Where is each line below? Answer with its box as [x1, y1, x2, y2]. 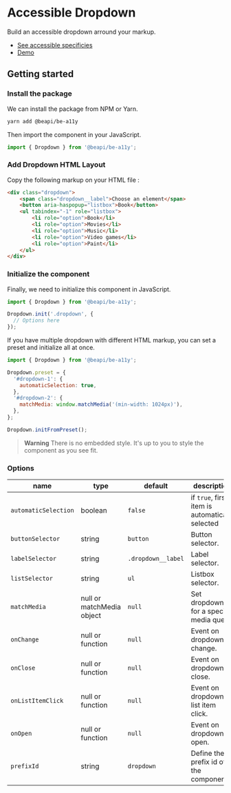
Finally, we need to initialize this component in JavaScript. [7, 285, 171, 293]
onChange [10, 636, 39, 643]
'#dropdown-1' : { [13, 375, 63, 382]
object [80, 611, 102, 621]
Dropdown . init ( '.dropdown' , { [7, 311, 94, 318]
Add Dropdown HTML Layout [7, 160, 106, 169]
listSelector [10, 575, 54, 583]
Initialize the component [7, 269, 90, 279]
